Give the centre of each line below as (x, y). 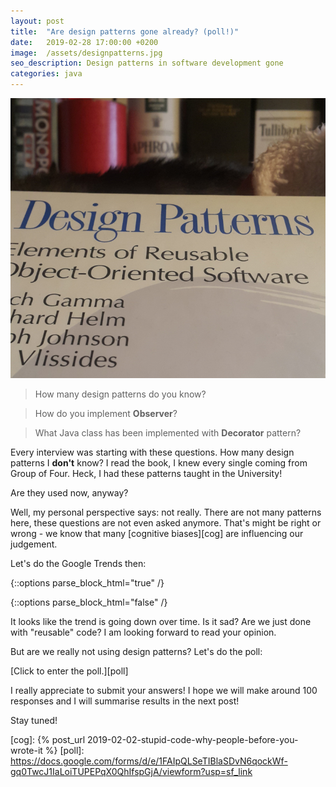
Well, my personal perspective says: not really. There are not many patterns (166, 512)
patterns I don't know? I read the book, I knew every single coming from (159, 463)
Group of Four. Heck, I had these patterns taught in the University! (146, 474)
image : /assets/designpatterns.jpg (86, 53)
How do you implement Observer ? (106, 414)
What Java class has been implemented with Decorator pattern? (168, 433)
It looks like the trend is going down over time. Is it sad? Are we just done (161, 622)
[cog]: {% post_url (48, 740)
